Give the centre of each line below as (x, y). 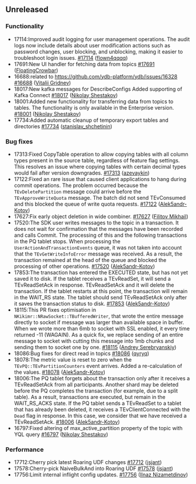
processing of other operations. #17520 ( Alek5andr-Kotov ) (85, 266)
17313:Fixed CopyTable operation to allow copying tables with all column (101, 154)
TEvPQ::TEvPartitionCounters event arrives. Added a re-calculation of (98, 366)
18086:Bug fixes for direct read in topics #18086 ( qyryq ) (82, 353)
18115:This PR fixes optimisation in (55, 309)
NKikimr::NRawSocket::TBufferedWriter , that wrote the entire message (99, 316)
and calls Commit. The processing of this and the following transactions (100, 235)
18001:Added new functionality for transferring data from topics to (94, 101)
